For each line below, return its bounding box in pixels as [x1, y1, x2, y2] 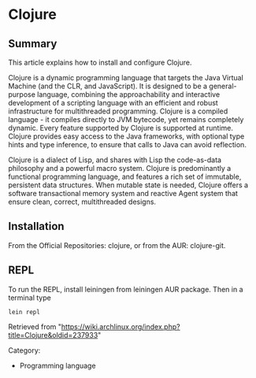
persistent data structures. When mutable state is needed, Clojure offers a [8, 180, 249, 190]
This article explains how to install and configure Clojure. [8, 57, 192, 67]
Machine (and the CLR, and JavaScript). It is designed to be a [8, 81, 207, 91]
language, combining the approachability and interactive [36, 90, 221, 99]
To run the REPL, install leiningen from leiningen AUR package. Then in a [8, 284, 243, 294]
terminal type [8, 293, 51, 302]
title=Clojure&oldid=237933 [8, 330, 98, 339]
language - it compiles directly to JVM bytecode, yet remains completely [8, 115, 244, 124]
